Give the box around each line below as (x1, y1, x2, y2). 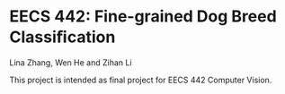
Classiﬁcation (9, 27, 116, 47)
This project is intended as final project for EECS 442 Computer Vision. (9, 74, 272, 85)
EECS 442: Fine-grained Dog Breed (9, 6, 277, 27)
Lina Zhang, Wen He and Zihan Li (9, 56, 132, 68)
